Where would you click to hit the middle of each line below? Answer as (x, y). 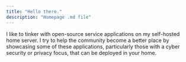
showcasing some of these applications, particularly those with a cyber (93, 46)
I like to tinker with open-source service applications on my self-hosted (93, 34)
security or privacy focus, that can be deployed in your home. (81, 53)
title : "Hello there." (34, 12)
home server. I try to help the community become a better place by (88, 40)
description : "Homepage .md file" (49, 17)
